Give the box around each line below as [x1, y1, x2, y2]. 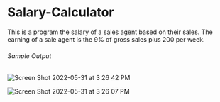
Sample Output [7, 51, 52, 60]
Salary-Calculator [7, 4, 114, 21]
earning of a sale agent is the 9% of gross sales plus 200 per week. [7, 35, 205, 43]
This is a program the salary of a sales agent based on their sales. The [7, 28, 213, 36]
